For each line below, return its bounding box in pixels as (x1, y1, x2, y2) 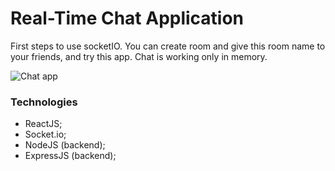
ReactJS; (24, 118, 63, 130)
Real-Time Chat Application (10, 7, 245, 30)
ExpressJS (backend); (24, 150, 117, 162)
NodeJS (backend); (24, 139, 106, 151)
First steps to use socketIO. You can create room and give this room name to (10, 40, 326, 52)
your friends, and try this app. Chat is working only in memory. (10, 50, 268, 62)
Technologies (10, 95, 78, 109)
